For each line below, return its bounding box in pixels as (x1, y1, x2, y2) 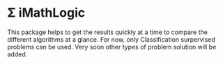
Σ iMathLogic (7, 5, 86, 21)
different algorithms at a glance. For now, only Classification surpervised (7, 35, 216, 43)
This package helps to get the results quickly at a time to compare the (7, 28, 208, 36)
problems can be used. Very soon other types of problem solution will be (7, 42, 217, 51)
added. (7, 50, 28, 58)
